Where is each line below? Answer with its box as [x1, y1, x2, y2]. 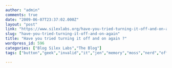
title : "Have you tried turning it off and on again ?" [5, 36, 127, 41]
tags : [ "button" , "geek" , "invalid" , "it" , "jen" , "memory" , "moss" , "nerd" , [5, 50, 159, 55]
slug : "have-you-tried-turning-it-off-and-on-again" [5, 31, 120, 36]
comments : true [5, 12, 38, 17]
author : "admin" [5, 7, 40, 13]
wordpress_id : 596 [5, 41, 45, 46]
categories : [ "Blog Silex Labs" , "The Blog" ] [5, 46, 102, 51]
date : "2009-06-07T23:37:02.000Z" [5, 17, 79, 22]
